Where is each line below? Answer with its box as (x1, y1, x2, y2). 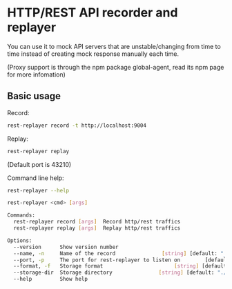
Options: (7, 237, 32, 244)
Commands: (7, 212, 36, 219)
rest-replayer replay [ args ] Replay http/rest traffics (13, 225, 181, 232)
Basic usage (7, 90, 61, 102)
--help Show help (13, 276, 88, 283)
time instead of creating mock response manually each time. (7, 50, 180, 58)
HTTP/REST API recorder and (7, 5, 178, 21)
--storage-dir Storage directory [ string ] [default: (13, 269, 215, 277)
